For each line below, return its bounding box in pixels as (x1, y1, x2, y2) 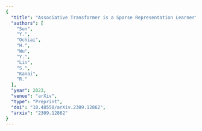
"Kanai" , (16, 71, 39, 77)
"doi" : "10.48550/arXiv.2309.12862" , (11, 104, 106, 110)
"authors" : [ (11, 20, 44, 26)
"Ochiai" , (16, 37, 42, 43)
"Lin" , (16, 59, 33, 65)
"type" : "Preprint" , (11, 98, 63, 104)
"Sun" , (16, 25, 33, 32)
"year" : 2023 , (11, 88, 46, 94)
